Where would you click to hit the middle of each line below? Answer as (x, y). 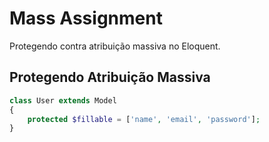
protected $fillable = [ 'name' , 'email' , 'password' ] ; (144, 119)
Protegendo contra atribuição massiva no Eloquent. (115, 46)
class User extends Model (63, 100)
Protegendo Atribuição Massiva (110, 77)
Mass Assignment (86, 18)
